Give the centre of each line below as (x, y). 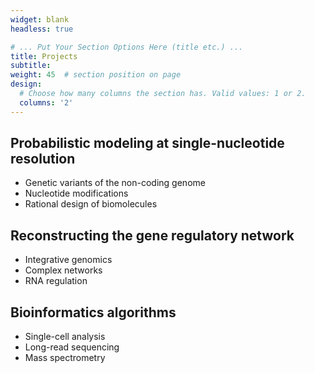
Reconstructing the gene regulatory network (152, 235)
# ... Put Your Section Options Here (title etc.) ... (127, 47)
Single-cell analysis (65, 337)
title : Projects (44, 56)
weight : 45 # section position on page (96, 75)
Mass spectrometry (65, 358)
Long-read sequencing (72, 347)
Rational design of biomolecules (91, 204)
